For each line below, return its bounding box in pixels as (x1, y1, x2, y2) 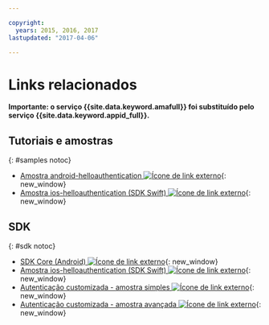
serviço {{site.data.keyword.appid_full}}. (8, 110, 150, 121)
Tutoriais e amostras (8, 134, 114, 147)
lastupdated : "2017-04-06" (8, 34, 99, 42)
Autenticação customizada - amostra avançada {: (19, 299, 262, 309)
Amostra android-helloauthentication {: (19, 171, 226, 181)
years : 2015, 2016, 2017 (15, 26, 99, 35)
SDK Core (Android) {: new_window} (19, 257, 218, 266)
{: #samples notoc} (8, 155, 72, 165)
